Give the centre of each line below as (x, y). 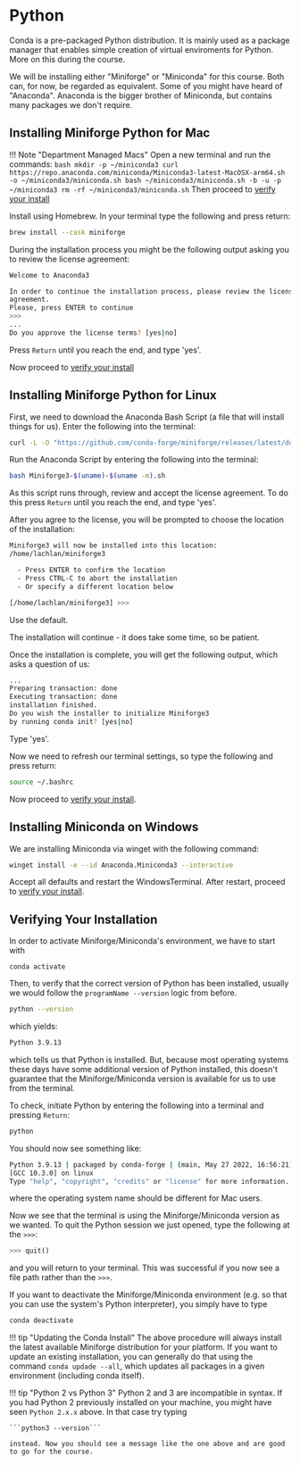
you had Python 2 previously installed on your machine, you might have (141, 1403)
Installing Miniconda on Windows (104, 827)
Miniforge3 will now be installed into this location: (113, 545)
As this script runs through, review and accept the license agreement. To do (149, 493)
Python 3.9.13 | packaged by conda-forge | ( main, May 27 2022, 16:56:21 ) (151, 1165)
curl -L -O (29, 443)
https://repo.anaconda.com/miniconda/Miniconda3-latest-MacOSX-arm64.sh (147, 172)
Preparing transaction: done (63, 688)
